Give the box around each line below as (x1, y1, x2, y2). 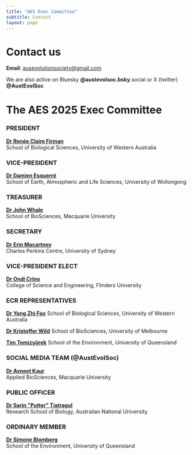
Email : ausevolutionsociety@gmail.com (6, 64, 102, 71)
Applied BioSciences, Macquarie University (6, 373, 111, 381)
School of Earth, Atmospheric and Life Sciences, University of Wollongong (6, 178, 187, 186)
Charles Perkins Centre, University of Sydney (6, 247, 116, 254)
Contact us (6, 45, 61, 58)
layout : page (6, 19, 38, 25)
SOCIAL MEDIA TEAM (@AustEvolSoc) (6, 354, 119, 362)
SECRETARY (6, 227, 42, 236)
